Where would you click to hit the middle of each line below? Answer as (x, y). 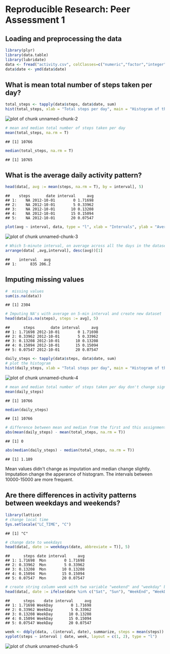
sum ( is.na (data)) (24, 296)
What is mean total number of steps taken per (79, 85)
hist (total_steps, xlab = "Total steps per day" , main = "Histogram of (82, 109)
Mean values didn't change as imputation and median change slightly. (78, 469)
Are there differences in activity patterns (71, 496)
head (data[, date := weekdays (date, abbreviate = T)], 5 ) (68, 547)
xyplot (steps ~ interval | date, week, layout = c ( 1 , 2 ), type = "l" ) (81, 636)
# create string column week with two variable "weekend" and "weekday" (83, 587)
